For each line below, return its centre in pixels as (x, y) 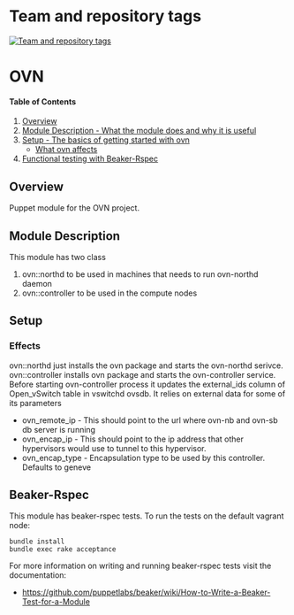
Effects (25, 346)
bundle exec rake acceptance (63, 550)
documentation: (38, 575)
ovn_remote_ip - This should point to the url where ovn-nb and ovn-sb (150, 420)
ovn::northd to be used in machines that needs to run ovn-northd (140, 274)
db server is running (58, 429)
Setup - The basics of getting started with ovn (106, 140)
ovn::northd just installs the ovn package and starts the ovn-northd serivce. (147, 365)
